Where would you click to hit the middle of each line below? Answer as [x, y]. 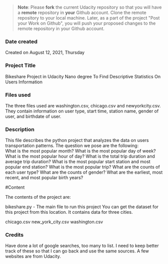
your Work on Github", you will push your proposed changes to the [87, 23]
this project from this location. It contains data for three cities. [69, 212]
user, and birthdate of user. [33, 116]
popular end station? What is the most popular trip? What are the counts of [82, 167]
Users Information [24, 82]
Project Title [21, 66]
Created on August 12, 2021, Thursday [45, 53]
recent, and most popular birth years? [44, 178]
